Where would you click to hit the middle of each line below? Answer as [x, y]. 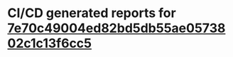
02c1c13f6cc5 [50, 43]
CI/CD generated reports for [92, 13]
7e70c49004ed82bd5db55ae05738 [116, 28]
